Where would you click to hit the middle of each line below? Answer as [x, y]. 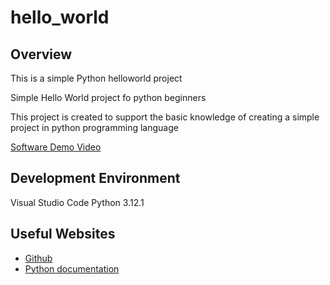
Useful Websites [63, 234]
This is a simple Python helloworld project [96, 78]
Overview [41, 54]
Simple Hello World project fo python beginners [108, 97]
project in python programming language [94, 127]
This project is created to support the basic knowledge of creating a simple [165, 117]
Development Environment [95, 178]
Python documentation [72, 268]
